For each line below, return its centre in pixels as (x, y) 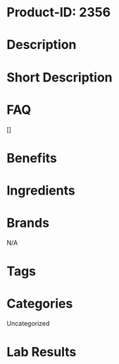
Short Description (60, 77)
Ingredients (41, 191)
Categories (40, 304)
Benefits (32, 158)
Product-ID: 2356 (58, 12)
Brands (28, 223)
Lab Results (42, 352)
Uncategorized (28, 323)
